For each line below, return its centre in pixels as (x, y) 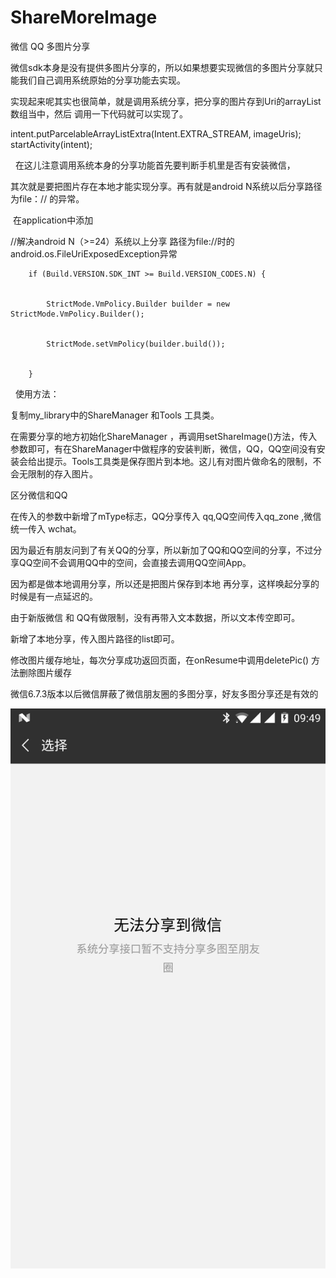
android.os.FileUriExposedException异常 (94, 253)
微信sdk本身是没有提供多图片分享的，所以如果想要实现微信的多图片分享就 (162, 67)
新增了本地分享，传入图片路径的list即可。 (95, 638)
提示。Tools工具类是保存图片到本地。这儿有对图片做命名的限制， (178, 461)
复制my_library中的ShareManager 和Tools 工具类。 (115, 415)
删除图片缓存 (45, 672)
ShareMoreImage (84, 17)
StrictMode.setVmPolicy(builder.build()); (136, 344)
